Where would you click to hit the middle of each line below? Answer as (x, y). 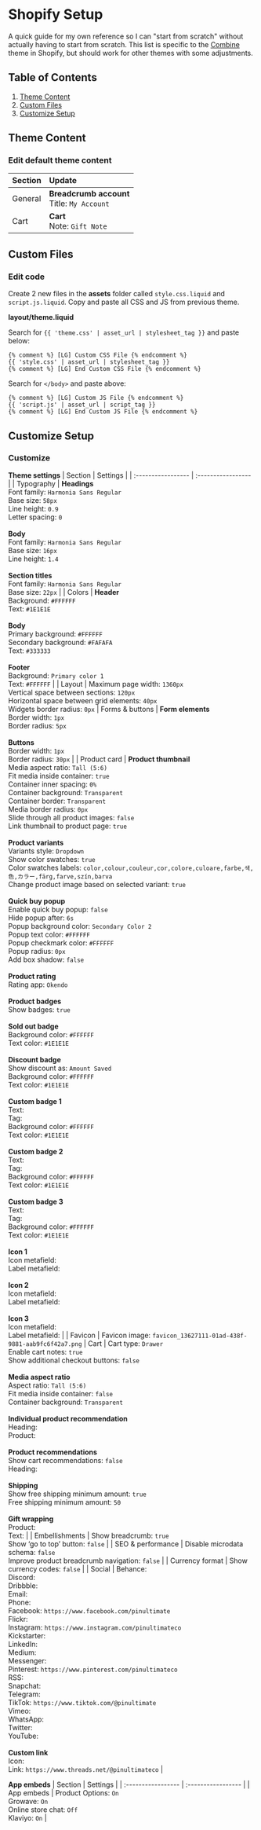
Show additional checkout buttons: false (74, 1360)
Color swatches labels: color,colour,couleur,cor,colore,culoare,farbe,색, (131, 867)
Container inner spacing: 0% (53, 784)
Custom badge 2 (36, 1151)
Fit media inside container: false (61, 1393)
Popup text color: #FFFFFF (49, 934)
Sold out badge (33, 1026)
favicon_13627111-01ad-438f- (200, 1336)
